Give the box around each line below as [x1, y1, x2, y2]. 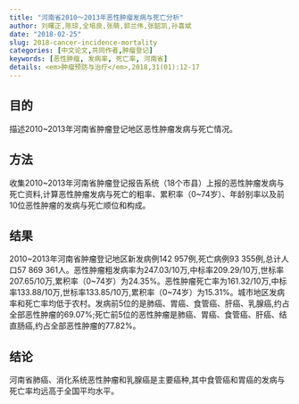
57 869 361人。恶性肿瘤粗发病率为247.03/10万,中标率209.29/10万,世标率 [16, 265, 285, 276]
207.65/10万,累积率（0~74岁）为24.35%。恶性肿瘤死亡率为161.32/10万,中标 [9, 276, 287, 286]
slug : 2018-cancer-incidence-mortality [9, 37, 158, 47]
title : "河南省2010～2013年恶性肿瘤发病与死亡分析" [9, 12, 184, 22]
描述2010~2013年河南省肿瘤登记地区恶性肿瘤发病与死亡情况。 [9, 123, 238, 134]
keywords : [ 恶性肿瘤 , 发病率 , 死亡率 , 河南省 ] [9, 54, 168, 63]
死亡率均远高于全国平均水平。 [9, 385, 119, 397]
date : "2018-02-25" [9, 29, 82, 38]
